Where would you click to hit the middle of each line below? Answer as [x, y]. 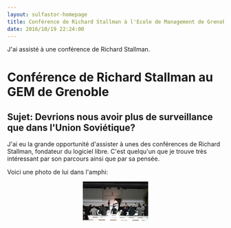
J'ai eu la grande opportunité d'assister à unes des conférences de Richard [114, 144]
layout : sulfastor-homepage [47, 14]
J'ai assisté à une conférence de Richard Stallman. [79, 49]
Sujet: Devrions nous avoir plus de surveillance [110, 117]
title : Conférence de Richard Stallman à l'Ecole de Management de [106, 22]
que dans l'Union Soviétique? [71, 127]
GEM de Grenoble [58, 92]
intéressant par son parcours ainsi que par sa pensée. [84, 159]
